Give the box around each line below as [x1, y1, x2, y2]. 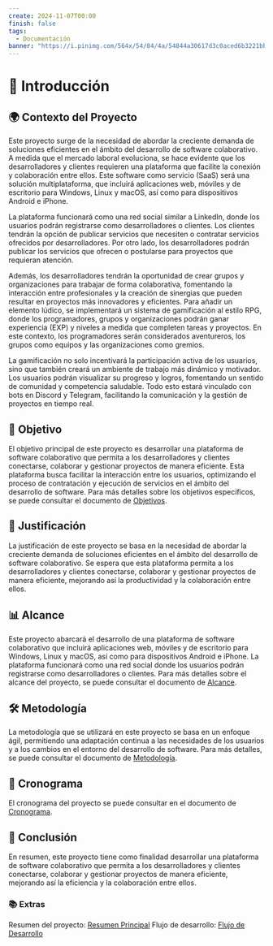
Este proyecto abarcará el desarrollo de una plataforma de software [8, 634, 236, 644]
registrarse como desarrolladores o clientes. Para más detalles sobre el [8, 668, 247, 678]
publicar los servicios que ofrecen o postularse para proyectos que [8, 247, 233, 257]
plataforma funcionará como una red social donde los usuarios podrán [8, 659, 245, 670]
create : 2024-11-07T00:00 [8, 11, 96, 20]
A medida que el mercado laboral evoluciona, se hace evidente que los [8, 153, 245, 163]
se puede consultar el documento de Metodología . [8, 753, 177, 763]
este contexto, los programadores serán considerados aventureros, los [8, 331, 246, 341]
